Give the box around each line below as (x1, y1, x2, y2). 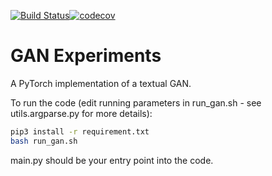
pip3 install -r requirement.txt (10, 126, 150, 137)
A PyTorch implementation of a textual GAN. (10, 77, 192, 89)
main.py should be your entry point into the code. (10, 154, 214, 166)
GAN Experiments (10, 45, 162, 67)
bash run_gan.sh (10, 136, 78, 146)
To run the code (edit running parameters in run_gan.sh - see (10, 96, 262, 109)
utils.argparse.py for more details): (10, 107, 153, 119)
